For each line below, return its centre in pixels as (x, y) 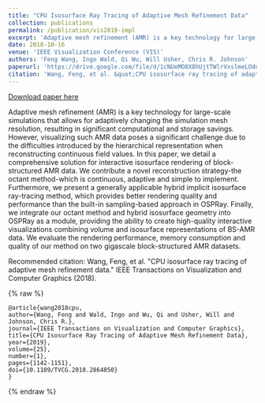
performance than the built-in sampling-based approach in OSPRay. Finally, (131, 204)
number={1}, (28, 356)
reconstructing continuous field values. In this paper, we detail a (112, 154)
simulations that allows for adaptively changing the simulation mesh (118, 120)
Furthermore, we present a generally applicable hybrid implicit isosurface (127, 187)
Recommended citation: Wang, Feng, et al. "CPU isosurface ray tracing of (127, 261)
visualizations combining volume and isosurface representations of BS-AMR (132, 229)
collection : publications (50, 23)
